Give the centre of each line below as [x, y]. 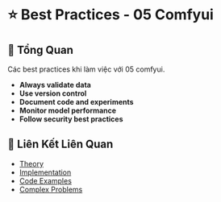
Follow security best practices [71, 119]
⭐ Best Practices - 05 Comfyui [111, 15]
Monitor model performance [68, 110]
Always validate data [55, 85]
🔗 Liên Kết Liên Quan [60, 144]
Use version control [53, 93]
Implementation [45, 172]
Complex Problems [51, 189]
